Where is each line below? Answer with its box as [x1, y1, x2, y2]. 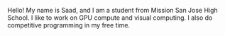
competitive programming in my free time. [7, 21, 130, 29]
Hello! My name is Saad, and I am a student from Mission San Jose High [7, 6, 218, 14]
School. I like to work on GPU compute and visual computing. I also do [7, 13, 213, 22]
